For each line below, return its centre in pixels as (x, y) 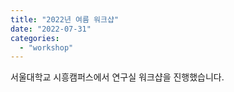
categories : (35, 38)
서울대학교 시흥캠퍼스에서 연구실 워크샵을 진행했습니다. (117, 77)
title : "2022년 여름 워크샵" (65, 19)
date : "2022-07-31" (51, 29)
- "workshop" (46, 47)
